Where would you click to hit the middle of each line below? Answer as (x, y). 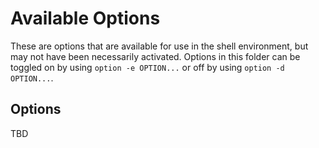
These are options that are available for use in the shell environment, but (159, 46)
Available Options (85, 18)
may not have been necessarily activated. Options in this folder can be (155, 56)
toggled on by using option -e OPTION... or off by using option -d (147, 67)
